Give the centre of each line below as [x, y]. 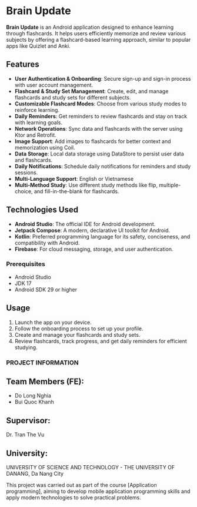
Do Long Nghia [33, 396]
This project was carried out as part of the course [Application [81, 485]
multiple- [170, 185]
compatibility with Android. [47, 243]
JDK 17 [23, 283]
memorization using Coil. [45, 147]
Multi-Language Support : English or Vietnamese [74, 178]
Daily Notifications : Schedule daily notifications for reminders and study [103, 166]
